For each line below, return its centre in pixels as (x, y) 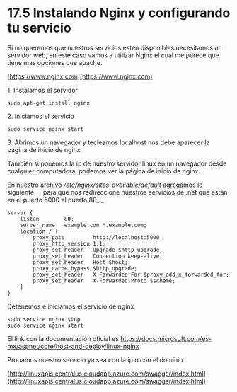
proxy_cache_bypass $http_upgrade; (85, 268)
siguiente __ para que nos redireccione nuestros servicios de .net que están (117, 192)
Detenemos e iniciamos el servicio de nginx (71, 306)
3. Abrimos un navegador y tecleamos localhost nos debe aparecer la (109, 142)
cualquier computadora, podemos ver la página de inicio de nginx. (104, 171)
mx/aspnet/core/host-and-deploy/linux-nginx (73, 346)
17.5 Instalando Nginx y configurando (119, 13)
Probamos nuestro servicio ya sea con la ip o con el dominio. (96, 359)
